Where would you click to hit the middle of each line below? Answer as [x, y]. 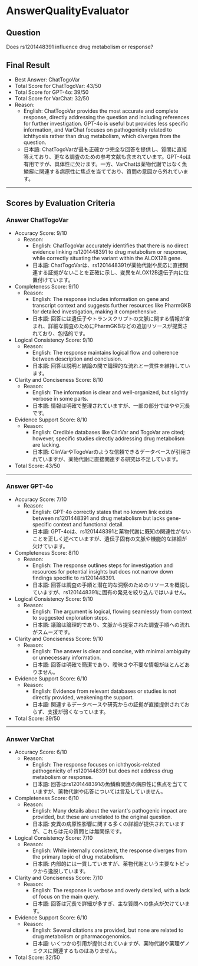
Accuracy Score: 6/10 [41, 752]
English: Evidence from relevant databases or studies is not [104, 691]
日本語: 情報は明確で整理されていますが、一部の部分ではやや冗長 [111, 405]
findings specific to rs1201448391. [74, 578]
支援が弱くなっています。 [78, 712]
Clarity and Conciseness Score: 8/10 [59, 379]
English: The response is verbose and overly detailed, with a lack [111, 890]
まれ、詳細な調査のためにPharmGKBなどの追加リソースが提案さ [110, 326]
